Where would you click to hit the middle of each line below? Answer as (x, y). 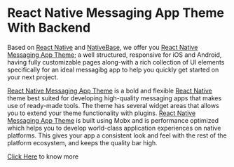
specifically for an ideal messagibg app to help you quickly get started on (113, 69)
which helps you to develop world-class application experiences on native (114, 128)
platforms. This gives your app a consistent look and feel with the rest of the (117, 135)
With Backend (49, 28)
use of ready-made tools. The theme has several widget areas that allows (113, 105)
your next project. (33, 77)
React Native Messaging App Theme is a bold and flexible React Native (110, 91)
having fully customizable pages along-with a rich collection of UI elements (116, 62)
